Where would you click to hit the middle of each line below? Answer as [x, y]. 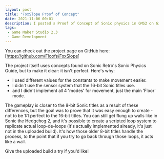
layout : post [18, 10]
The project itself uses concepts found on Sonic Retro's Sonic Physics [76, 65]
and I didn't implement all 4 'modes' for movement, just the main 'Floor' [84, 91]
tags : [10, 28]
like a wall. [16, 141]
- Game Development [27, 37]
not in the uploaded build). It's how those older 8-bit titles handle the [74, 131]
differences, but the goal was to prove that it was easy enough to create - [79, 110]
